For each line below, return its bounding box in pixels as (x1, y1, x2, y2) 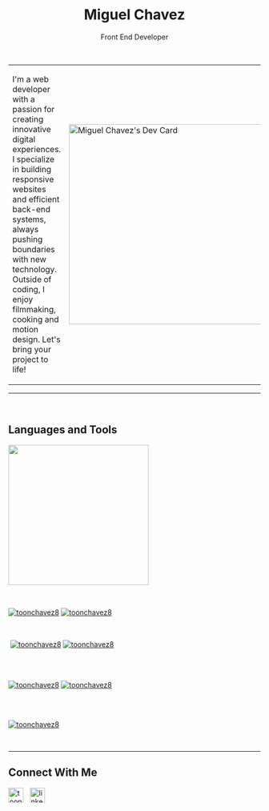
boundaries (12, 243, 55, 255)
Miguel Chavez (83, 6, 186, 24)
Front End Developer (100, 32, 169, 42)
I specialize (12, 154, 54, 165)
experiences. (12, 143, 62, 155)
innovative (12, 123, 52, 134)
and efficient (12, 194, 60, 205)
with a (12, 94, 35, 105)
